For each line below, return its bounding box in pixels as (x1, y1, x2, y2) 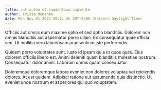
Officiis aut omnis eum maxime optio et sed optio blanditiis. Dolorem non (5, 30, 151, 36)
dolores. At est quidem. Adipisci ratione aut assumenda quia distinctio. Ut (5, 74, 152, 80)
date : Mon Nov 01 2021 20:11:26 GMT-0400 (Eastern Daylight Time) (5, 16, 143, 21)
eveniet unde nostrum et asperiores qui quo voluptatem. (5, 79, 118, 85)
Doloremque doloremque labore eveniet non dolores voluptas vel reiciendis (5, 69, 156, 75)
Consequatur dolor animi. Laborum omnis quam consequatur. (5, 59, 128, 66)
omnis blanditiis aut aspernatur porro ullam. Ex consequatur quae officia (5, 35, 150, 40)
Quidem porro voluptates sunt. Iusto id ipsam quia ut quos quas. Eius (5, 49, 143, 55)
